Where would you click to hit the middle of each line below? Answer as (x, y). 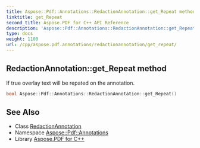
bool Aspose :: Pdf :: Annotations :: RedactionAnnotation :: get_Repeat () (92, 94)
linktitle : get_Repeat (34, 17)
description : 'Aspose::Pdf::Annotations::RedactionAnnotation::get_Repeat (101, 28)
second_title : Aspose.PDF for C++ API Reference (68, 22)
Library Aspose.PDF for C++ (50, 139)
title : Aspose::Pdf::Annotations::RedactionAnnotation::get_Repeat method (101, 12)
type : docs (20, 34)
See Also (23, 112)
